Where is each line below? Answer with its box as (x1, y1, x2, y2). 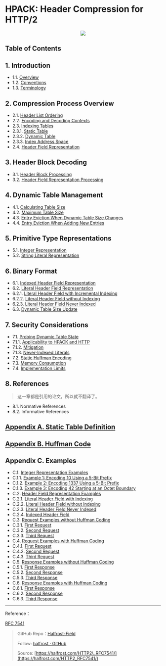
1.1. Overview (12, 74, 39, 80)
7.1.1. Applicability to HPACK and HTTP (12, 339, 90, 345)
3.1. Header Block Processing (12, 171, 72, 177)
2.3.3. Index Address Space (12, 139, 69, 144)
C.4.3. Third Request (12, 554, 54, 560)
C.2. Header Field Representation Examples (12, 491, 101, 497)
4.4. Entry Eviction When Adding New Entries (12, 220, 105, 226)
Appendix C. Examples (5, 457, 77, 465)
